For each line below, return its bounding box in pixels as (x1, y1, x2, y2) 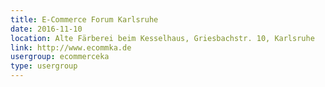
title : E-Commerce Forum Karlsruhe (10, 14, 159, 25)
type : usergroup (10, 61, 78, 71)
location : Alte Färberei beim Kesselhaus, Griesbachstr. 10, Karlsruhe (10, 33, 315, 43)
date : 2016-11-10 (10, 24, 83, 34)
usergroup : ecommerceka (10, 52, 110, 62)
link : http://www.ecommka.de (10, 42, 132, 53)
